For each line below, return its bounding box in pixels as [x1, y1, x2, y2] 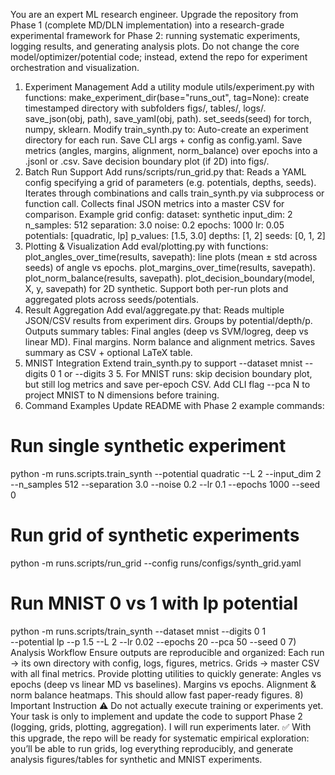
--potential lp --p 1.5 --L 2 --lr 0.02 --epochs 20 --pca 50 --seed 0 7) [10, 635, 297, 648]
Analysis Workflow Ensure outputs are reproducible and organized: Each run [10, 646, 325, 658]
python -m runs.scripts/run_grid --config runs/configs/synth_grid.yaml [10, 557, 302, 569]
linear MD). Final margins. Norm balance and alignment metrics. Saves [24, 336, 316, 348]
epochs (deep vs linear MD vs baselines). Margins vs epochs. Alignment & [10, 678, 317, 690]
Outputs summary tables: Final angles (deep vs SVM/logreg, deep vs [24, 325, 309, 337]
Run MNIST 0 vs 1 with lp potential [10, 592, 299, 615]
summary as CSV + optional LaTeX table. [24, 347, 193, 358]
